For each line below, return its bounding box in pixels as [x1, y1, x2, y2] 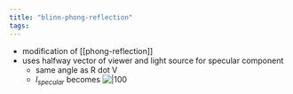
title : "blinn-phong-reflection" [9, 12, 133, 22]
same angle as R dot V [35, 64, 118, 75]
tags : [9, 21, 29, 30]
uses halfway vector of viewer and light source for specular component [21, 55, 284, 66]
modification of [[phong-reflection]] [21, 45, 154, 56]
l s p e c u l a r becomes [35, 74, 100, 87]
